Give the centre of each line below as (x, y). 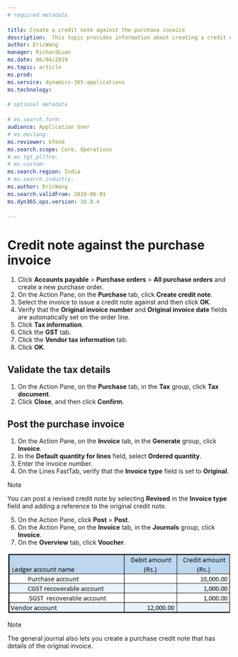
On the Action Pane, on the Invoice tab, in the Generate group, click (117, 441)
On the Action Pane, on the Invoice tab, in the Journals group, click (116, 527)
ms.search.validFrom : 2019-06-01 (57, 194)
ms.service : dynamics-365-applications (66, 82)
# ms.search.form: (34, 120)
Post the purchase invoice (66, 424)
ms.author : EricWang (38, 187)
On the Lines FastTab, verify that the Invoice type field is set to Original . (123, 471)
